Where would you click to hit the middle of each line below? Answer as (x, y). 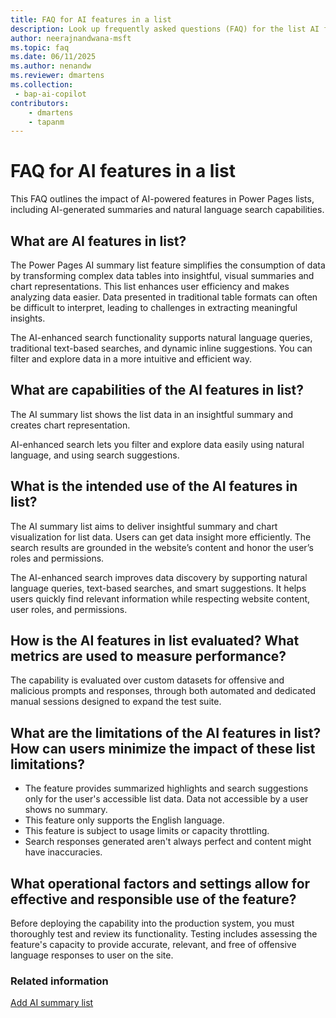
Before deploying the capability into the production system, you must (152, 923)
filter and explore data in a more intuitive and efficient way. (131, 359)
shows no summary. (66, 810)
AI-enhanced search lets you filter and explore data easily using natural (157, 444)
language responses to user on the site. (92, 955)
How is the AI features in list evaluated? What (155, 641)
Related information (59, 981)
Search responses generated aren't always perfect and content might (168, 842)
